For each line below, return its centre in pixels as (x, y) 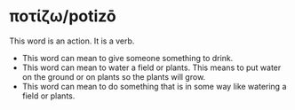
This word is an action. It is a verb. (72, 41)
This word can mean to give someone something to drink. (128, 58)
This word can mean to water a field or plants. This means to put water (151, 67)
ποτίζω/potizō (63, 16)
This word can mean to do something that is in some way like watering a (154, 86)
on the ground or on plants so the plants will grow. (114, 76)
